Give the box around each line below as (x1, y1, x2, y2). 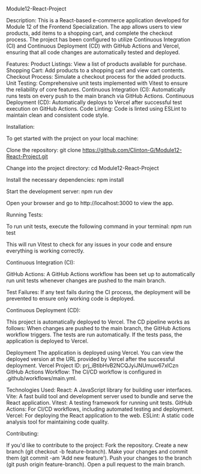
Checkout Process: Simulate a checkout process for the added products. (6, 73, 186, 80)
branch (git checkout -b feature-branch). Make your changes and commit (6, 448, 188, 455)
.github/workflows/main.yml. (6, 375, 77, 381)
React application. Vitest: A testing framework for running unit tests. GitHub (6, 399, 193, 406)
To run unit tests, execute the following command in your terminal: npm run (6, 223, 192, 230)
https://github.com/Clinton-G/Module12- (82, 147, 182, 153)
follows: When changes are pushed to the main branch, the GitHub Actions (6, 325, 191, 331)
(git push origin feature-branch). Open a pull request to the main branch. (6, 461, 185, 468)
